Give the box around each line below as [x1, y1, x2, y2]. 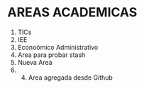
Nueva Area [17, 58, 52, 66]
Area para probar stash [17, 51, 86, 59]
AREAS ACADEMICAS [7, 4, 138, 21]
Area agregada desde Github [28, 73, 113, 82]
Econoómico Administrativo [17, 43, 99, 51]
